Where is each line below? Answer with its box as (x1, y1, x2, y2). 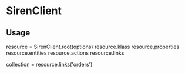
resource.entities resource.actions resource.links (6, 49, 125, 57)
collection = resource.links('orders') (6, 61, 93, 68)
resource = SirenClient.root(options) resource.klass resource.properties (6, 43, 180, 50)
